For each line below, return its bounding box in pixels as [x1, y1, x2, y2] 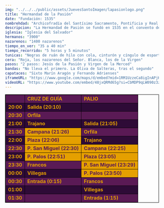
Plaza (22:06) [27, 137, 60, 143]
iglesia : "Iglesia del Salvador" [5, 30, 73, 35]
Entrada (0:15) [27, 178, 62, 185]
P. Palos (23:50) [83, 169, 122, 176]
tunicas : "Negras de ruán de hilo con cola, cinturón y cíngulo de [5, 52, 145, 58]
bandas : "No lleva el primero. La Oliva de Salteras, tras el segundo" [5, 67, 154, 71]
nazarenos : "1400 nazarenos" [5, 39, 64, 44]
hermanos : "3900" [5, 35, 41, 40]
